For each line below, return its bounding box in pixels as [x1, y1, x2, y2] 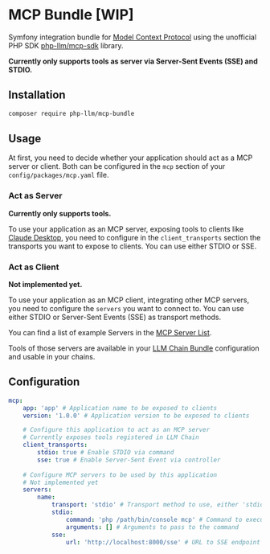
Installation [8, 88, 66, 102]
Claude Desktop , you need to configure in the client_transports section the [8, 232, 261, 242]
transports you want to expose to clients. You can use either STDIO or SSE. [8, 241, 257, 251]
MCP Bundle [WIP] [8, 6, 134, 24]
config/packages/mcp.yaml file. [8, 170, 109, 180]
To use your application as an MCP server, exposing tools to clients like [8, 224, 244, 234]
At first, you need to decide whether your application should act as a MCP [8, 153, 253, 162]
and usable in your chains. [8, 352, 96, 362]
